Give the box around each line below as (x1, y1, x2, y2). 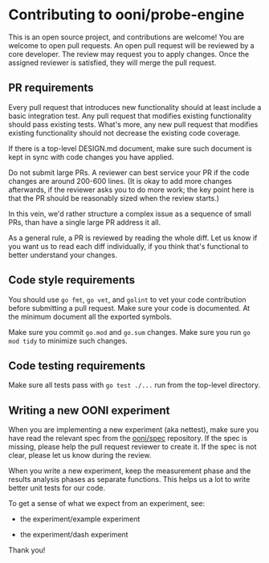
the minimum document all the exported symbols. (8, 312, 173, 321)
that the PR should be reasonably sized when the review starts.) (8, 193, 219, 202)
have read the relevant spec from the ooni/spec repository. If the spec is (8, 434, 247, 443)
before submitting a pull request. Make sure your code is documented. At (8, 303, 251, 312)
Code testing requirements (8, 359, 146, 373)
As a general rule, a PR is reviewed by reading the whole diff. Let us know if (8, 233, 258, 243)
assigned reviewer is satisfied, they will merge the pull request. (8, 58, 217, 67)
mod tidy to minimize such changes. (8, 336, 128, 345)
